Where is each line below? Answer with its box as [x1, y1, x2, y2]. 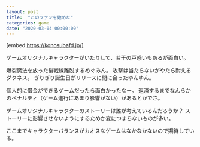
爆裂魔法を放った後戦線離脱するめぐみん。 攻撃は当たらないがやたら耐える [6, 67, 192, 74]
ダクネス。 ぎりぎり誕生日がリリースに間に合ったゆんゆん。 [6, 74, 154, 81]
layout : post [6, 8, 39, 15]
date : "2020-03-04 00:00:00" [6, 25, 79, 32]
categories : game [6, 20, 50, 26]
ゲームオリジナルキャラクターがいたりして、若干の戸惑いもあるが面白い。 [6, 54, 189, 62]
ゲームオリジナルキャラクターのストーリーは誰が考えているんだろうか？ [6, 107, 184, 114]
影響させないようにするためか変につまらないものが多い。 [32, 115, 174, 122]
